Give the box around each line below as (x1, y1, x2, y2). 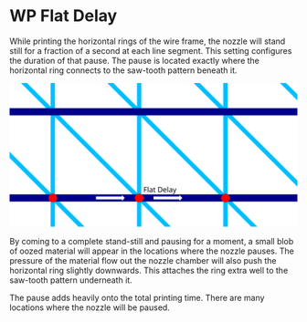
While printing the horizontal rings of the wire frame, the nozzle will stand (9, 36, 286, 47)
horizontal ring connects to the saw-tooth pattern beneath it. (9, 65, 238, 76)
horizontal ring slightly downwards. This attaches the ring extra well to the (9, 265, 289, 275)
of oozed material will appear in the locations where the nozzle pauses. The (9, 245, 294, 256)
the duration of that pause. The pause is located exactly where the (9, 55, 260, 66)
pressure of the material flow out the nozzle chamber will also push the (9, 254, 277, 265)
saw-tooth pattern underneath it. (9, 275, 132, 286)
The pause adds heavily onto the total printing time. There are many (9, 292, 265, 303)
